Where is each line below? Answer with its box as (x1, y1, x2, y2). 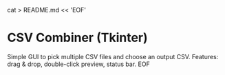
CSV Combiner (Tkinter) (7, 30, 148, 45)
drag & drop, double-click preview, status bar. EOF (7, 60, 150, 68)
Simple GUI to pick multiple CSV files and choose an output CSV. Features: (7, 52, 219, 61)
